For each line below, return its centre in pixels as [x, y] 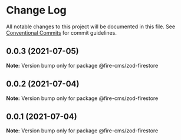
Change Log [36, 10]
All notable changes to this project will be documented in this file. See [91, 26]
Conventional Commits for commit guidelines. [61, 32]
